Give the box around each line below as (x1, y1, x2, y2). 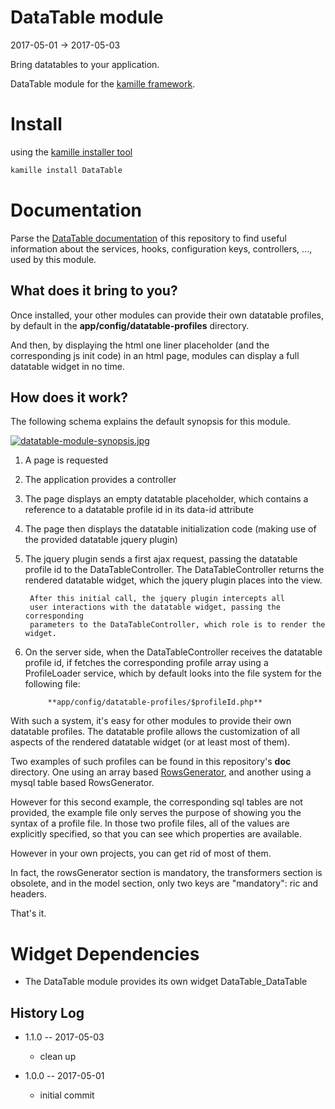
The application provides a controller (24, 474, 177, 486)
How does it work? (10, 389, 129, 406)
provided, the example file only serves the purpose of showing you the (10, 807, 302, 819)
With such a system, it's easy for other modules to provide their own (10, 715, 292, 727)
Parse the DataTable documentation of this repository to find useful (10, 232, 287, 244)
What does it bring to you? (10, 282, 178, 300)
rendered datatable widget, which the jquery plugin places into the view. (24, 574, 323, 586)
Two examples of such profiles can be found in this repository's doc (10, 756, 292, 768)
